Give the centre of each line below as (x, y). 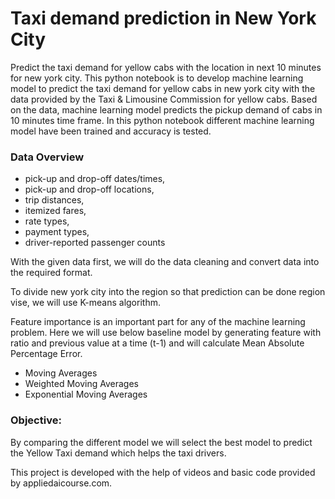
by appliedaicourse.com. (61, 483)
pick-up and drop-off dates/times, (95, 179)
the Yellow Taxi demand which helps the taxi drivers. (118, 453)
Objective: (36, 420)
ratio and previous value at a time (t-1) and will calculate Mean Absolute (157, 343)
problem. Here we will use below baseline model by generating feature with (166, 333)
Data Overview (47, 157)
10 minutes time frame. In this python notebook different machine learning (162, 120)
